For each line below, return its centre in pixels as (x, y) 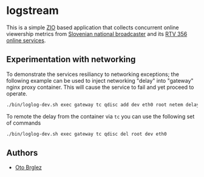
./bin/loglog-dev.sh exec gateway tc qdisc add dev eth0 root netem (95, 105)
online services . (26, 40)
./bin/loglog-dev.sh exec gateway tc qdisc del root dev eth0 (87, 134)
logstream (32, 11)
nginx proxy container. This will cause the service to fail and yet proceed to (100, 87)
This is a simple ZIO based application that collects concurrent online (93, 27)
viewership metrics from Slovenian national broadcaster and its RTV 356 (97, 33)
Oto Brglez (29, 167)
